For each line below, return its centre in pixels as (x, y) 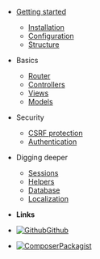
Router (39, 76)
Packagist (75, 246)
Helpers (41, 182)
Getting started (41, 12)
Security (30, 117)
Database (44, 190)
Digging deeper (42, 157)
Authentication (52, 142)
